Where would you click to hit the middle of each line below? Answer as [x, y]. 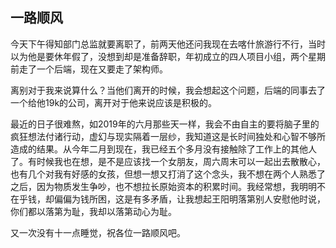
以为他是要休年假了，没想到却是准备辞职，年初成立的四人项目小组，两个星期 [168, 56]
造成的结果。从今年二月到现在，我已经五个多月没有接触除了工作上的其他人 [163, 149]
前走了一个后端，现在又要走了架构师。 [89, 69]
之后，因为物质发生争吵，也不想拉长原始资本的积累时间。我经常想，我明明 [163, 186]
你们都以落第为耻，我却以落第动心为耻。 [93, 211]
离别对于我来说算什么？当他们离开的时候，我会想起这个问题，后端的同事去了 [168, 90]
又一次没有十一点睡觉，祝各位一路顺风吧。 [98, 232]
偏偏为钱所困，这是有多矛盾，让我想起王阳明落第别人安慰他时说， [189, 199]
